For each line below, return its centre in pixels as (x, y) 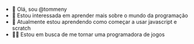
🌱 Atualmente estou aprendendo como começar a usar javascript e (94, 22)
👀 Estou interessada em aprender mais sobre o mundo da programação (100, 15)
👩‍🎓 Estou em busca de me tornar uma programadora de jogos (88, 34)
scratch (21, 28)
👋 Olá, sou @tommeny (39, 9)
